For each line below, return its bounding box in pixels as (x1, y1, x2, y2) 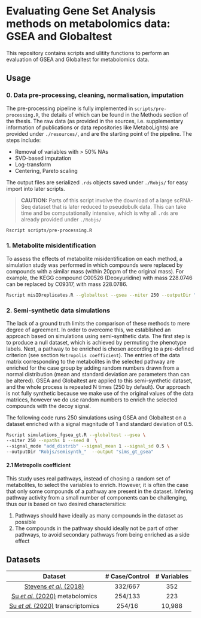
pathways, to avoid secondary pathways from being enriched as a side (14, 531, 190, 538)
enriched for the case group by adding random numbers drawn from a (6, 364, 179, 372)
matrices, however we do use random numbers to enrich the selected (6, 396, 178, 403)
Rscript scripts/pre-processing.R (6, 227, 93, 233)
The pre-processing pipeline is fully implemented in (6, 105, 133, 112)
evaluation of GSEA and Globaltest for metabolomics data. (6, 56, 150, 63)
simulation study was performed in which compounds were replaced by (6, 261, 183, 269)
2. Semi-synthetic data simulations (6, 306, 111, 315)
